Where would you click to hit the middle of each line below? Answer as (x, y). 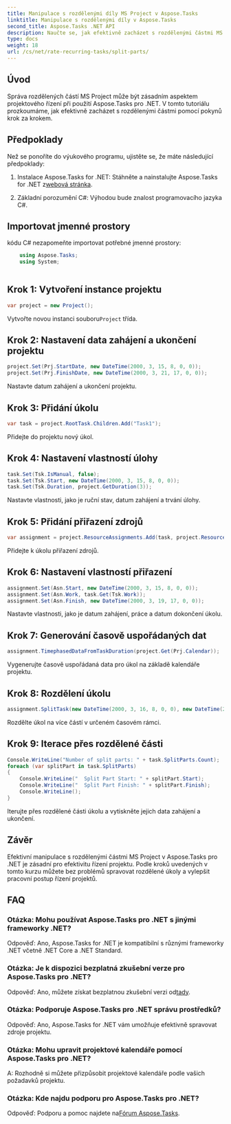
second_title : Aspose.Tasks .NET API (61, 26)
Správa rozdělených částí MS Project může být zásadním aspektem (102, 96)
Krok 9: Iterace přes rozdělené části (85, 744)
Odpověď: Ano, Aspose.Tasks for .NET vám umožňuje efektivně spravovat (112, 1024)
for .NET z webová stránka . (55, 184)
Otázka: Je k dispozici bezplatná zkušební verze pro (96, 968)
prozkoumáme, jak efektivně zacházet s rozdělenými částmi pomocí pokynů (114, 111)
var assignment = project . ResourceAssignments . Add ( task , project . (104, 538)
